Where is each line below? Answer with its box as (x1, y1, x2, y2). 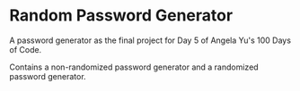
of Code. (9, 44, 42, 54)
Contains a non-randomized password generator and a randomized (9, 62, 259, 72)
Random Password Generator (9, 5, 234, 26)
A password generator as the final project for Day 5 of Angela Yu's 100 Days (9, 35, 292, 45)
